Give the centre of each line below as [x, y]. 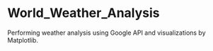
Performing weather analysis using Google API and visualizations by [107, 33]
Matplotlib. [23, 40]
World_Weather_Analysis [84, 13]
